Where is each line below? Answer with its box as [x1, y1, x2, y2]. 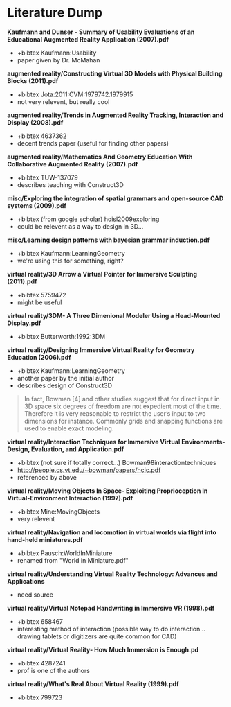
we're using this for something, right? [17, 256, 124, 265]
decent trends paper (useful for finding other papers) [17, 139, 169, 147]
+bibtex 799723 [17, 693, 63, 701]
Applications [7, 577, 45, 585]
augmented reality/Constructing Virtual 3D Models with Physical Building [7, 69, 223, 78]
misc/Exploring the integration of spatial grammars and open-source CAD [7, 194, 224, 202]
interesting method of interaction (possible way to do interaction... [17, 625, 206, 633]
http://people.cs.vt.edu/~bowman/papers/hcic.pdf [17, 466, 161, 474]
